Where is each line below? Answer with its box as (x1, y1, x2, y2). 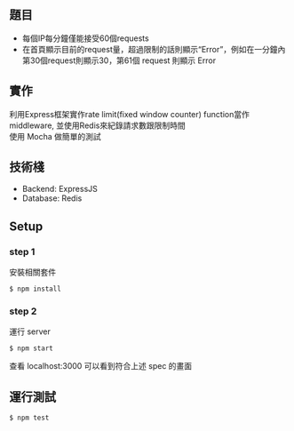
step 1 (9, 245, 36, 258)
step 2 (9, 305, 37, 317)
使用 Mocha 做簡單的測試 (9, 131, 102, 141)
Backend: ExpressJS (21, 184, 98, 195)
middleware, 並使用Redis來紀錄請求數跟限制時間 (9, 120, 186, 131)
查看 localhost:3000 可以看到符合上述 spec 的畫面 (9, 361, 193, 371)
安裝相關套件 (9, 267, 56, 277)
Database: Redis (21, 193, 83, 204)
